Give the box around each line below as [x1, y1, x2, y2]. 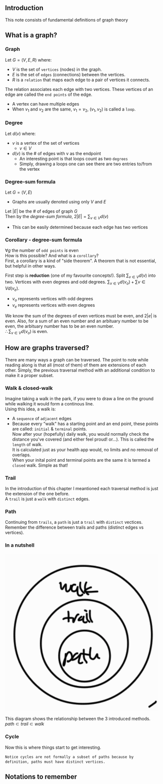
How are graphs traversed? [5, 344, 89, 352]
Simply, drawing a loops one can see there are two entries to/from [19, 161, 152, 167]
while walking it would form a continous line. [5, 401, 94, 406]
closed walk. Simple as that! [12, 462, 68, 468]
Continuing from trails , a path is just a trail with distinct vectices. [5, 519, 143, 525]
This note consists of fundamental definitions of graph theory [5, 17, 128, 22]
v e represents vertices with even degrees [12, 302, 95, 309]
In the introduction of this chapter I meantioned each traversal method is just [5, 486, 159, 492]
